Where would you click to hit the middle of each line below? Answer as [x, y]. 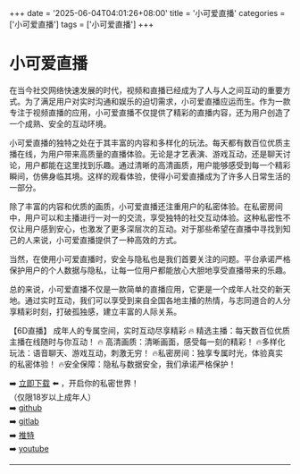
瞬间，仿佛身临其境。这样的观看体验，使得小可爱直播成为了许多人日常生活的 [150, 176]
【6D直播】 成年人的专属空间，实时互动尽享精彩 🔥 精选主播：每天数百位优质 [150, 330]
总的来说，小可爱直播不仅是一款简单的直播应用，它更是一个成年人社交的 [142, 289]
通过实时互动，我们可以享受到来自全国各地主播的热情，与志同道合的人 [154, 300]
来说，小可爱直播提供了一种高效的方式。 [107, 240]
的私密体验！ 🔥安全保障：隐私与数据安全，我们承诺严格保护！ [123, 364]
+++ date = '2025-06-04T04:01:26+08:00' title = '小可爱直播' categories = [147, 13]
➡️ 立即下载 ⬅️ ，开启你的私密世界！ [75, 383]
